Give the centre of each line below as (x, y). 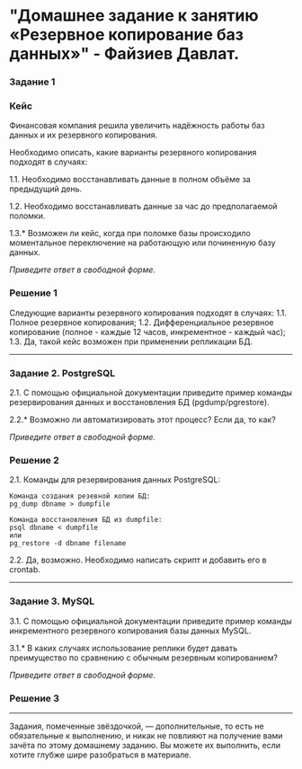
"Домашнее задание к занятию (134, 16)
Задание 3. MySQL (52, 601)
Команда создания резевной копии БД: (80, 496)
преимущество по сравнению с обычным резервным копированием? (144, 658)
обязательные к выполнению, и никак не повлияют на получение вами (146, 735)
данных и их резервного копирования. (84, 135)
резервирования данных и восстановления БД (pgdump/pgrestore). (139, 402)
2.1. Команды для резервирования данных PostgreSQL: (115, 480)
